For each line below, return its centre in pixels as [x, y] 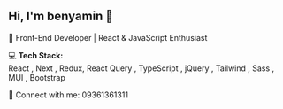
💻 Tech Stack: [36, 55]
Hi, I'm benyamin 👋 [61, 16]
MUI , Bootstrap [37, 77]
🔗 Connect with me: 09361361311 [69, 95]
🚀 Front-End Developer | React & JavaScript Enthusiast [108, 37]
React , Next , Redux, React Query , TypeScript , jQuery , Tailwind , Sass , [141, 68]
